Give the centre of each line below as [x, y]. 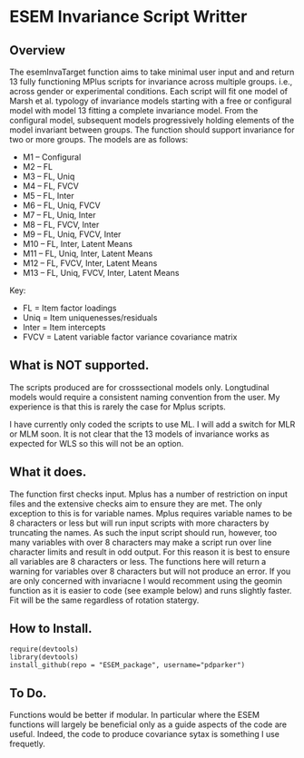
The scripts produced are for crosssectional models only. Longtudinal [139, 387]
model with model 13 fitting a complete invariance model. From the [134, 110]
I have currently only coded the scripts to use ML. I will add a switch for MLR [152, 424]
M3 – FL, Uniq [49, 176]
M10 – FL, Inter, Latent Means [78, 244]
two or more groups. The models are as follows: [99, 139]
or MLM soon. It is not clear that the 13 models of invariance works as [139, 434]
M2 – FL [38, 167]
